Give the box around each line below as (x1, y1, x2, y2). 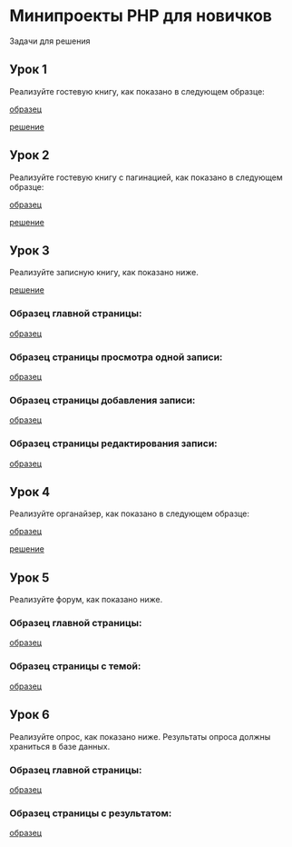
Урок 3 (9, 243, 50, 258)
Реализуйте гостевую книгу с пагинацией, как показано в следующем (9, 172, 283, 183)
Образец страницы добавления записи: (9, 394, 196, 406)
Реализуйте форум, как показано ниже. (9, 594, 163, 605)
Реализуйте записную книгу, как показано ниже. (9, 267, 200, 278)
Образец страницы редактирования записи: (9, 437, 218, 450)
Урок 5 (9, 570, 50, 585)
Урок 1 (9, 62, 48, 77)
